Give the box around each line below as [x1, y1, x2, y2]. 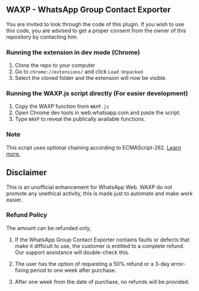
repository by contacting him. [6, 33, 79, 41]
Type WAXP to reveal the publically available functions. [14, 116, 146, 123]
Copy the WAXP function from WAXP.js [14, 103, 109, 110]
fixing [14, 267, 29, 274]
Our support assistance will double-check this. [14, 249, 130, 256]
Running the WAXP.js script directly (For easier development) [6, 89, 188, 98]
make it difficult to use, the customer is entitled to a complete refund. [14, 242, 185, 249]
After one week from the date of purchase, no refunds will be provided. [14, 278, 189, 285]
